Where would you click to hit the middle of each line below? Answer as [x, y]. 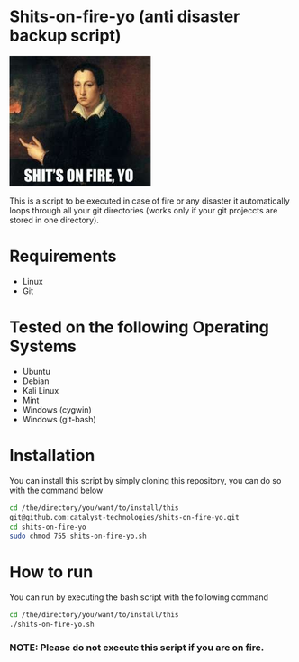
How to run [51, 572]
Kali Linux [41, 390]
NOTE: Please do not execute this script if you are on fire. [137, 648]
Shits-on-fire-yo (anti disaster [125, 17]
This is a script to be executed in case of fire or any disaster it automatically [149, 201]
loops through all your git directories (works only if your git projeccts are [144, 210]
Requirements [63, 256]
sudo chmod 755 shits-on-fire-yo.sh [78, 536]
